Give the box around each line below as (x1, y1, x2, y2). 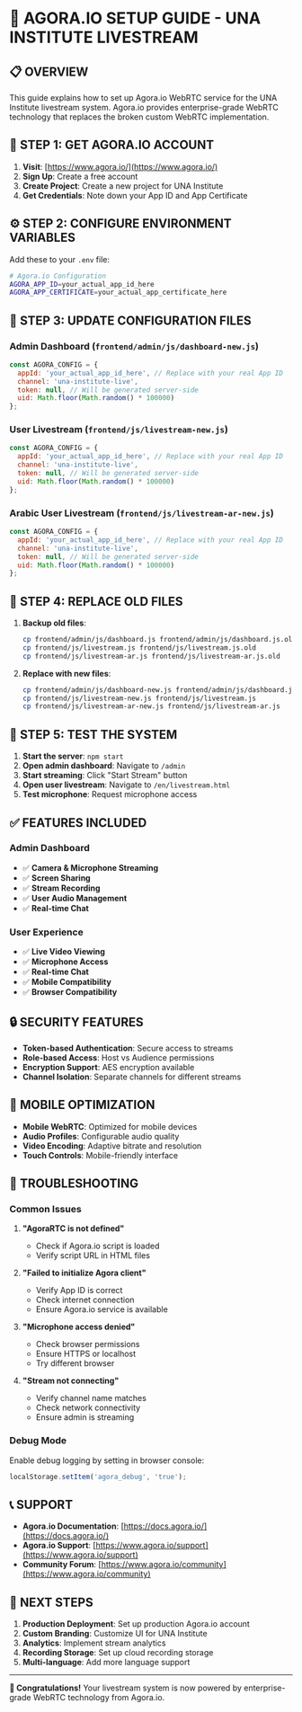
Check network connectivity (35, 1402, 141, 1414)
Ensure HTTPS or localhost (35, 1348, 137, 1360)
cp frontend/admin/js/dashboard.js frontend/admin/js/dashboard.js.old (22, 635, 297, 644)
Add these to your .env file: (9, 253, 111, 264)
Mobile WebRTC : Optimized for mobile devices (22, 1121, 198, 1131)
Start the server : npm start (22, 750, 124, 762)
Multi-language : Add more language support (22, 1657, 191, 1668)
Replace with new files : (22, 668, 111, 679)
